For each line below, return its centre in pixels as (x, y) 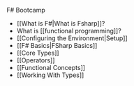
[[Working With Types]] (50, 75)
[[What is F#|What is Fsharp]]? (61, 23)
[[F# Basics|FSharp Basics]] (57, 45)
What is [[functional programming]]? (69, 31)
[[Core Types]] (38, 53)
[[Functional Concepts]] (51, 68)
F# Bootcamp (26, 10)
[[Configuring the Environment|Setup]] (72, 38)
